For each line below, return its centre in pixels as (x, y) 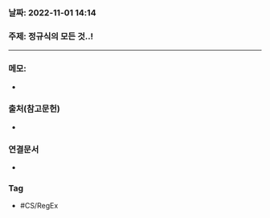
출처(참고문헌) (34, 109)
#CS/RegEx (39, 206)
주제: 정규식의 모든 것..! (51, 36)
